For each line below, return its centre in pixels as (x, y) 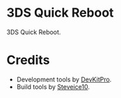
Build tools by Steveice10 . (53, 87)
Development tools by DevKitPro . (64, 79)
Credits (28, 60)
